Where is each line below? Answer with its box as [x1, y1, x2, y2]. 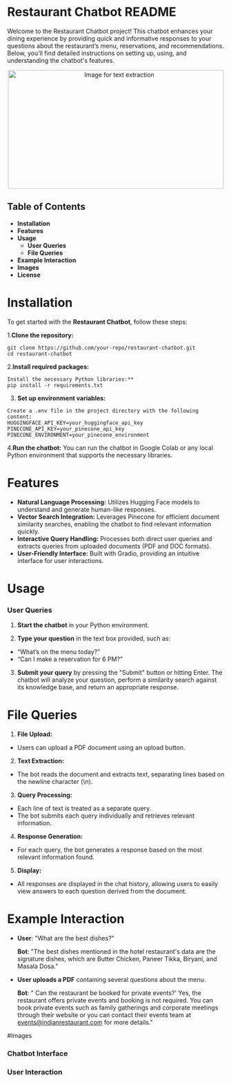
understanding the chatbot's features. [7, 56, 115, 64]
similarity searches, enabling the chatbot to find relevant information [17, 520, 212, 528]
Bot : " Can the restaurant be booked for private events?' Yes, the [17, 988, 201, 997]
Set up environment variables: [17, 394, 106, 402]
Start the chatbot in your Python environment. [17, 621, 150, 629]
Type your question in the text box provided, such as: [17, 634, 171, 642]
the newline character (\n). [17, 778, 93, 786]
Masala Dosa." [17, 962, 59, 970]
